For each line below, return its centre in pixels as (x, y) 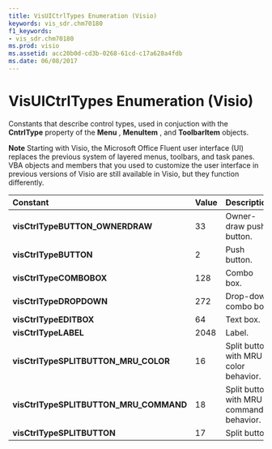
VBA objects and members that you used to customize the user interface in (134, 165)
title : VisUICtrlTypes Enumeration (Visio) (83, 16)
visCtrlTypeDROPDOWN (60, 301)
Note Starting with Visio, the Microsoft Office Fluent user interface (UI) (126, 148)
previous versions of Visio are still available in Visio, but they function (124, 173)
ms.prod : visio (34, 46)
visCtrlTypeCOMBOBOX (60, 278)
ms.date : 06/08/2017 (43, 62)
